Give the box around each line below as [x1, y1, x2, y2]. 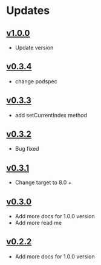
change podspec [15, 77, 57, 85]
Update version [15, 44, 54, 51]
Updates [6, 4, 50, 18]
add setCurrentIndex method [15, 111, 88, 119]
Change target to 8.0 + [15, 179, 72, 186]
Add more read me [15, 219, 62, 227]
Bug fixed [15, 145, 39, 153]
